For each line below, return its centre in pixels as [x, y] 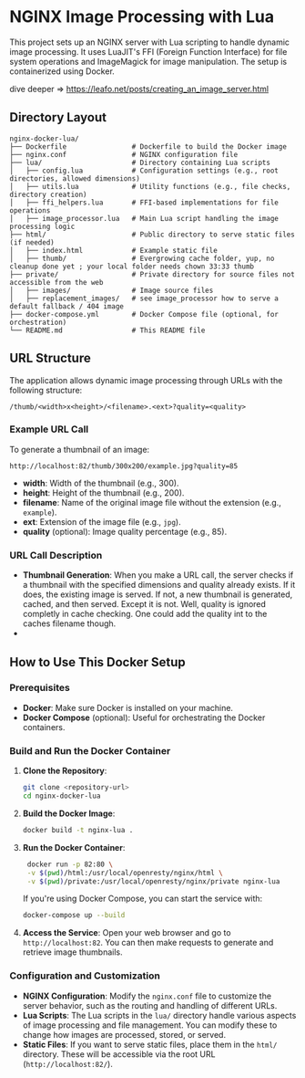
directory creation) [49, 194]
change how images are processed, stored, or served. [124, 1034]
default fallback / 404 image [67, 306]
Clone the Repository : [65, 771]
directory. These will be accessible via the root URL [119, 1054]
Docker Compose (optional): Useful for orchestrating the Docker [144, 717]
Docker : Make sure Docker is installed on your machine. [128, 707]
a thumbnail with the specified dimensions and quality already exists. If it [159, 585]
